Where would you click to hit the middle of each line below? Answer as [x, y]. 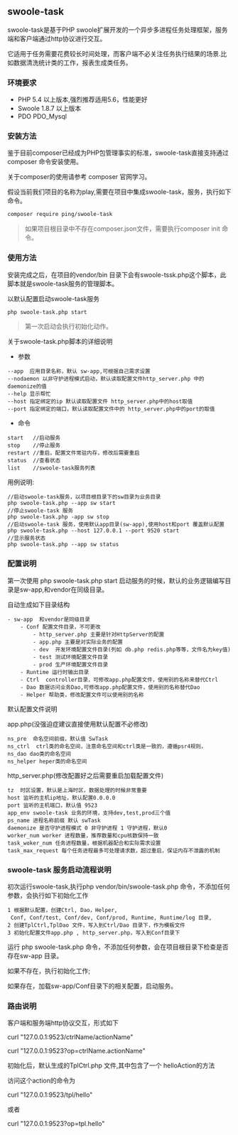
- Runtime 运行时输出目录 [55, 672]
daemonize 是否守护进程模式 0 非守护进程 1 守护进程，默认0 [87, 828]
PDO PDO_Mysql [42, 116]
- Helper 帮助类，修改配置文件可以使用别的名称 [82, 695]
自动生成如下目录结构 [38, 604]
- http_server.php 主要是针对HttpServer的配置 [99, 634]
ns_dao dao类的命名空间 [39, 754]
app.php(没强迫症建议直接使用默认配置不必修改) [78, 724]
